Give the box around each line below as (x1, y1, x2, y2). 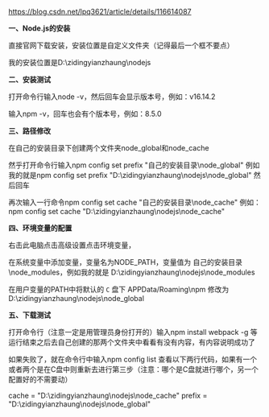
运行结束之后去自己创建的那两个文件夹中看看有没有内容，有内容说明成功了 (8, 337, 255, 347)
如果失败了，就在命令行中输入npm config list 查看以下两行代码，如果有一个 (8, 354, 258, 364)
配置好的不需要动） (8, 374, 72, 384)
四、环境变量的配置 (8, 223, 72, 233)
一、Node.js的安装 (8, 23, 71, 33)
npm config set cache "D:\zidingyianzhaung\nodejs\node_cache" (8, 207, 226, 216)
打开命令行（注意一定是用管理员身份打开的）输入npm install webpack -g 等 (8, 328, 258, 336)
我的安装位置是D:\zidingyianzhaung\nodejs (8, 58, 151, 67)
